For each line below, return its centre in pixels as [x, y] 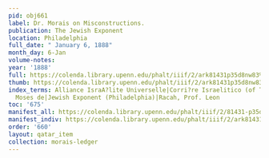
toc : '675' [26, 105]
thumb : [19, 82]
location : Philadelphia [48, 38]
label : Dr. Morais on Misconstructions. [77, 23]
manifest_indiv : [35, 120]
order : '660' [30, 127]
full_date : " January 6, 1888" [60, 45]
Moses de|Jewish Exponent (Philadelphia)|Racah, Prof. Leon [118, 97]
